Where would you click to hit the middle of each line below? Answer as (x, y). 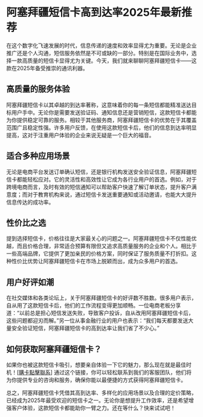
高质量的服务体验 (38, 89)
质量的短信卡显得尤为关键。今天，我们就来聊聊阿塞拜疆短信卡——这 (112, 61)
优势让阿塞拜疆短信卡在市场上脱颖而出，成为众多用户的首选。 (104, 261)
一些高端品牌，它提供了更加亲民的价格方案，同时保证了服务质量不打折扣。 (99, 254)
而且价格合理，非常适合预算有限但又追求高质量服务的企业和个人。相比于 (107, 246)
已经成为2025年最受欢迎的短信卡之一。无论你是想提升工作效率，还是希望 (98, 400)
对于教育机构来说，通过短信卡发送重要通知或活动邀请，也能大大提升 (112, 194)
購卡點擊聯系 (35, 372)
